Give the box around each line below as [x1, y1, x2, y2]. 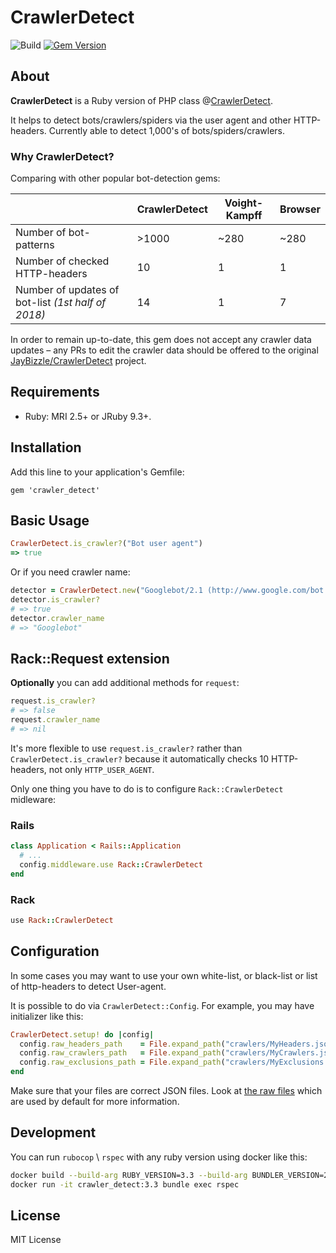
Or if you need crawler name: [10, 566, 131, 578]
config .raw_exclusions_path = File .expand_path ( [19, 1057, 226, 1068]
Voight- [224, 196, 264, 210]
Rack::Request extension [10, 651, 170, 667]
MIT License [10, 1234, 62, 1246]
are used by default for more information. [10, 1096, 180, 1108]
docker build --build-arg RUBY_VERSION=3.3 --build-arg [10, 1170, 248, 1180]
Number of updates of [15, 283, 120, 297]
